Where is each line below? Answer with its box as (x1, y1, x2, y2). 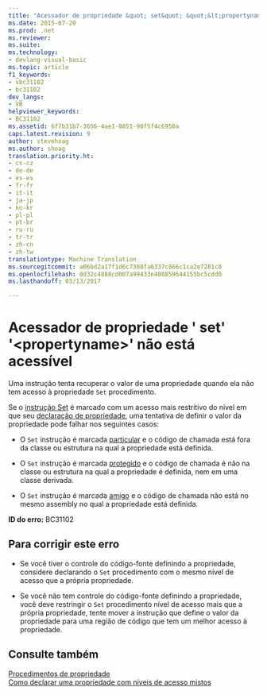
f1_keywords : (8, 71, 52, 79)
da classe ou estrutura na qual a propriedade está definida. (19, 443, 214, 453)
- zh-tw (8, 248, 34, 256)
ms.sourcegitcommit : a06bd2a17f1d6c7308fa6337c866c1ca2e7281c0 (8, 263, 222, 271)
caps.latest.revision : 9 (8, 129, 91, 137)
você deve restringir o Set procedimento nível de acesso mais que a (19, 599, 243, 608)
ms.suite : (8, 41, 41, 49)
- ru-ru (8, 226, 34, 234)
